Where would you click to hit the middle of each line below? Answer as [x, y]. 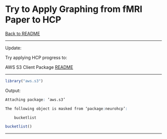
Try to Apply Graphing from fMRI [74, 9]
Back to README [23, 33]
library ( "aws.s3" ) [24, 81]
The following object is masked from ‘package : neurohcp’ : [66, 109]
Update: [13, 48]
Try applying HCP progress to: [36, 57]
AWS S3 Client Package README [39, 67]
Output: [13, 90]
